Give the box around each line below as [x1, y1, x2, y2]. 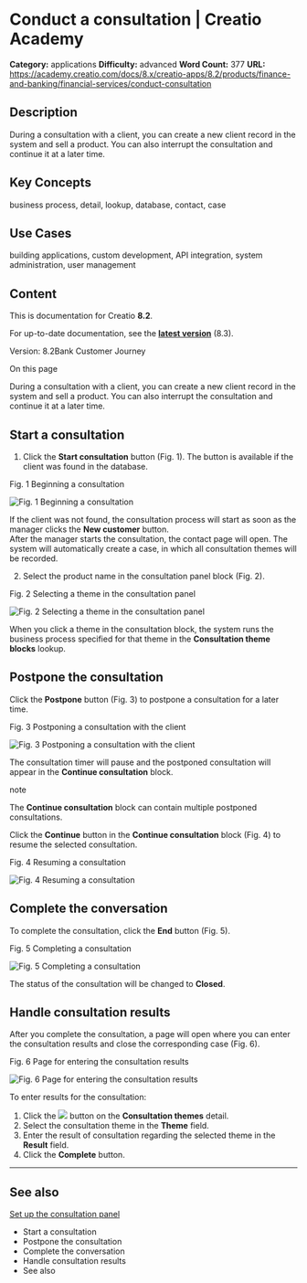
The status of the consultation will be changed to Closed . [9, 978, 226, 989]
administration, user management [9, 260, 136, 270]
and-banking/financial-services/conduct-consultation [9, 78, 212, 89]
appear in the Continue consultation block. [9, 766, 174, 777]
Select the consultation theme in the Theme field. [22, 1120, 210, 1131]
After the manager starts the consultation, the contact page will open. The [9, 534, 288, 544]
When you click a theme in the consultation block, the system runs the [9, 624, 274, 634]
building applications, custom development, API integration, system [9, 249, 263, 260]
